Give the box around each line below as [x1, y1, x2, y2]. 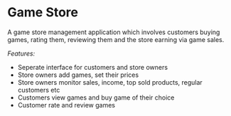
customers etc [17, 85, 60, 94]
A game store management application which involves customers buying [7, 28, 220, 36]
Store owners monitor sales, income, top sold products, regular [17, 78, 203, 86]
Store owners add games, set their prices [17, 70, 139, 79]
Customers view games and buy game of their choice [17, 93, 175, 102]
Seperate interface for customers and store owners [17, 63, 168, 71]
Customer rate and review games [17, 100, 116, 109]
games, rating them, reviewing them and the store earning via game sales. [7, 35, 225, 43]
